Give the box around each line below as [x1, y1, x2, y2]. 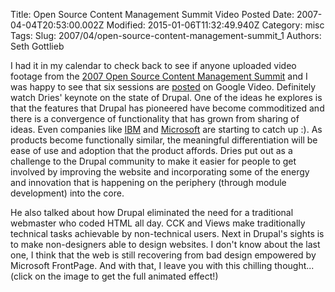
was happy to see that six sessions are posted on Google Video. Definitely [10, 81, 317, 93]
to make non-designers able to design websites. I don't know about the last [10, 239, 321, 250]
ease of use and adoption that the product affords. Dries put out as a [10, 145, 293, 156]
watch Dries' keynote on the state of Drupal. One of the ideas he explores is [10, 92, 323, 103]
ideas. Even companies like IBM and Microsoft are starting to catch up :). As [10, 124, 323, 135]
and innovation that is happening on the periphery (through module [10, 177, 287, 188]
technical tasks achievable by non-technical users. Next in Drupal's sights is [10, 228, 325, 239]
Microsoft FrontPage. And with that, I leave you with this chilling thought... [10, 260, 315, 271]
